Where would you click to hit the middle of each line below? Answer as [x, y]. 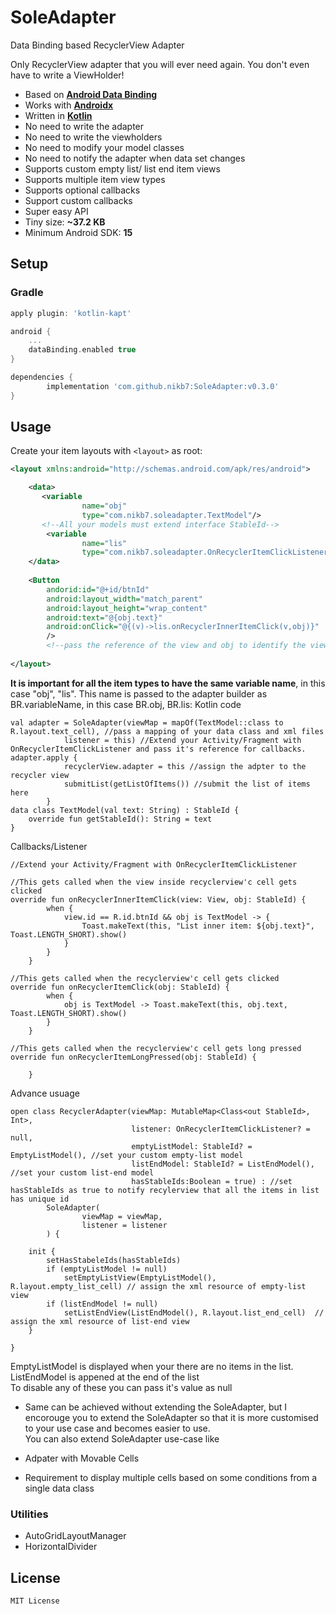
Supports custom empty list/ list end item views [122, 168]
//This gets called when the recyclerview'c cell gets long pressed [156, 1048]
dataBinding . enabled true [82, 350]
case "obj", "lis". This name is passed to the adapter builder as [139, 693]
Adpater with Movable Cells [82, 1458]
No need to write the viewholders [93, 137]
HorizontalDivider [61, 1547]
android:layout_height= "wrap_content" [127, 608]
